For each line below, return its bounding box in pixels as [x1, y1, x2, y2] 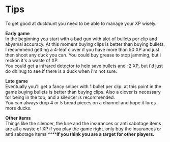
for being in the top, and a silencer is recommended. [5, 94, 116, 100]
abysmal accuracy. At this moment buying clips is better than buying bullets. [5, 41, 165, 47]
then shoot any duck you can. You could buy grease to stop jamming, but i [5, 52, 161, 58]
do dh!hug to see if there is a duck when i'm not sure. [5, 68, 117, 74]
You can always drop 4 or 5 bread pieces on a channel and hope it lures [5, 99, 156, 105]
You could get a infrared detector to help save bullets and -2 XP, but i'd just [5, 63, 163, 69]
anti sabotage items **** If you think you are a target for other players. [5, 131, 155, 137]
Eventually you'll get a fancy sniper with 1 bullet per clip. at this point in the [5, 83, 162, 90]
